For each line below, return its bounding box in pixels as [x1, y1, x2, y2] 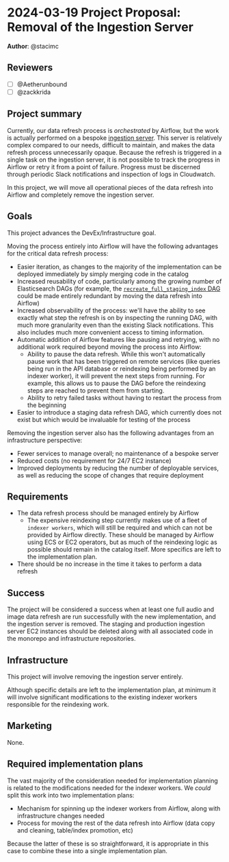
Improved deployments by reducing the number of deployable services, [16, 464, 219, 472]
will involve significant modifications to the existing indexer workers [7, 693, 198, 701]
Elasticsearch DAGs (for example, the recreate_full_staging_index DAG [16, 284, 221, 293]
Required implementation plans [7, 759, 144, 770]
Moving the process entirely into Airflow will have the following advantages [7, 242, 219, 250]
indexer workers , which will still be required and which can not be [27, 524, 213, 532]
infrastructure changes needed [16, 811, 105, 820]
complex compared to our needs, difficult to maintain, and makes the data [7, 140, 215, 149]
